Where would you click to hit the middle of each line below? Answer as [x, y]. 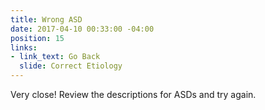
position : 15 [37, 38]
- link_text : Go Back [55, 57]
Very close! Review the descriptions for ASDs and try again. [133, 94]
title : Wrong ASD [46, 19]
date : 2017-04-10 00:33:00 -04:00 [82, 29]
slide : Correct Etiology [71, 66]
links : [24, 47]
